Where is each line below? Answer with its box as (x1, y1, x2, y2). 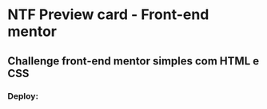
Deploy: (7, 90, 39, 101)
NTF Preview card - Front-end (7, 6, 209, 24)
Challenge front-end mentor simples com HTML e (7, 54, 260, 68)
